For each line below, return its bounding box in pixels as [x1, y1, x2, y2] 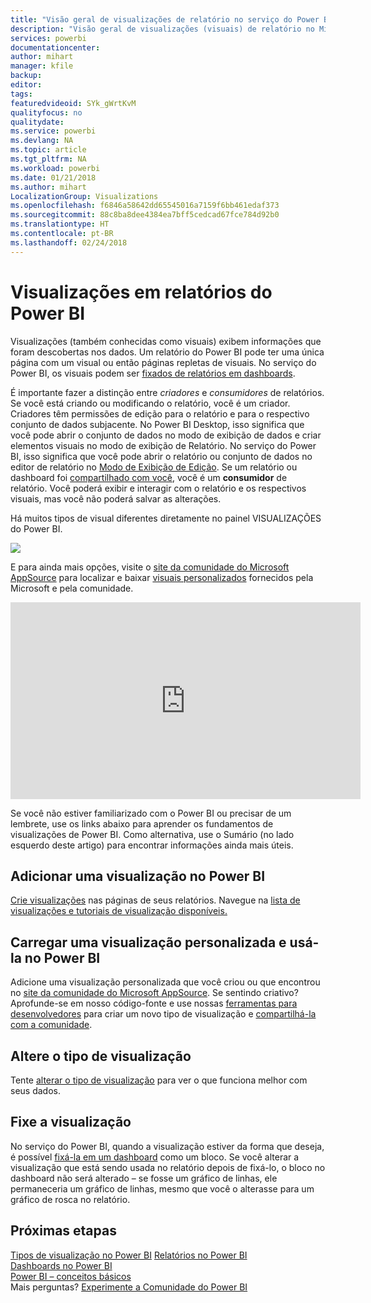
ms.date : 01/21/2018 [10, 172, 97, 183]
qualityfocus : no [10, 107, 83, 118]
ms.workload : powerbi [10, 163, 101, 173]
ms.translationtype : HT [10, 219, 110, 230]
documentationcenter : [10, 42, 101, 53]
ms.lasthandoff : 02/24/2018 [10, 237, 128, 248]
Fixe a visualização [10, 1114, 132, 1131]
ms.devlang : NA [10, 136, 74, 146]
